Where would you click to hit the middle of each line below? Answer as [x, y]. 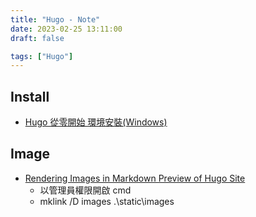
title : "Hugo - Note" [55, 19]
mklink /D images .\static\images [107, 201]
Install [30, 96]
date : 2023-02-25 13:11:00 [66, 29]
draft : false [37, 38]
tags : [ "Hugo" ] [42, 56]
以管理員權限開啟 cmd [85, 190]
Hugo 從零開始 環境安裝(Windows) [96, 122]
